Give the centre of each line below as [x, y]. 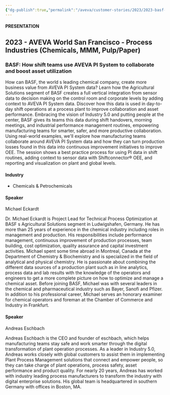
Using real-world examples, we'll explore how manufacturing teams [76, 136]
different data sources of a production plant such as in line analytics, [77, 267]
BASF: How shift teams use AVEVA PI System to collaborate [80, 65]
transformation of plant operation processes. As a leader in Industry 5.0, [80, 349]
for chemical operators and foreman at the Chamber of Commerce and [79, 300]
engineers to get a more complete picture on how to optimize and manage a [84, 278]
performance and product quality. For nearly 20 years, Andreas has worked [84, 370]
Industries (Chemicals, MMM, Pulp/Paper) [73, 50]
